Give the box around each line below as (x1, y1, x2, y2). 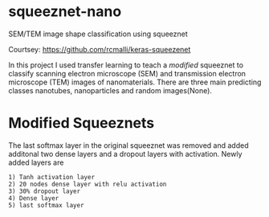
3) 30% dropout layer (8, 187, 81, 195)
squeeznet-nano (8, 2, 122, 21)
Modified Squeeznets (8, 114, 155, 133)
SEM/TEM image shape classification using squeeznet (8, 29, 189, 39)
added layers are (8, 158, 64, 167)
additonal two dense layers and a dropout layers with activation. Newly (8, 149, 243, 158)
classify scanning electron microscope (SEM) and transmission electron (8, 68, 247, 78)
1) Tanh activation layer (8, 173, 95, 181)
